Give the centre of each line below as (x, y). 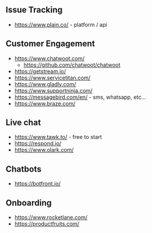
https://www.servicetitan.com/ (52, 78)
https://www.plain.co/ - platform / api (61, 24)
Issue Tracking (34, 10)
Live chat (23, 123)
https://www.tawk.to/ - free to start (58, 137)
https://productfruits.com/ (47, 224)
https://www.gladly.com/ (45, 84)
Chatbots (24, 169)
